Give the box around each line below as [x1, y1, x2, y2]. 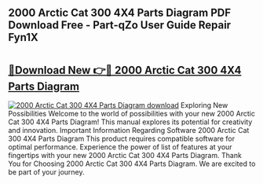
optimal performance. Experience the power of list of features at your [8, 142, 233, 152]
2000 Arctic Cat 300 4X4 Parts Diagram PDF [8, 6, 232, 20]
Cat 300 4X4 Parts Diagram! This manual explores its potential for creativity [8, 117, 253, 127]
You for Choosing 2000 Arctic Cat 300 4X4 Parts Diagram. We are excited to [8, 159, 256, 168]
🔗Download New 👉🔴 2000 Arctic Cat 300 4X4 [8, 63, 242, 77]
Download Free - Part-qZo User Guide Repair [8, 19, 232, 32]
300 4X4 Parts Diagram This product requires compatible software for [8, 134, 236, 143]
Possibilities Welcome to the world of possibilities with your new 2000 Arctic [8, 109, 255, 118]
